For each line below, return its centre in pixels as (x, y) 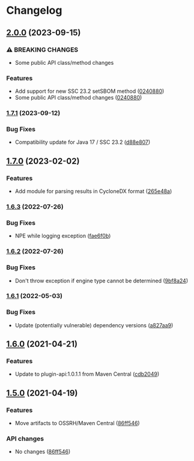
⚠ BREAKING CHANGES (42, 50)
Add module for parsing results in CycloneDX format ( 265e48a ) (93, 191)
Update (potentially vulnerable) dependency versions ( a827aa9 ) (94, 325)
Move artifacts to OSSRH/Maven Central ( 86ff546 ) (77, 423)
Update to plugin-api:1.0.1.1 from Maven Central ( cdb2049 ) (87, 374)
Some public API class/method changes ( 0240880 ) (78, 98)
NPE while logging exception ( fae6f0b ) (63, 236)
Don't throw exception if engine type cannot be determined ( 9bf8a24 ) (101, 281)
